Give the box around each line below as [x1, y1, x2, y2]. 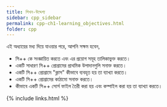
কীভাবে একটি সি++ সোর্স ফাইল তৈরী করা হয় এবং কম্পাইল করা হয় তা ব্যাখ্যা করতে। [15, 83, 163, 90]
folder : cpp [6, 26, 37, 32]
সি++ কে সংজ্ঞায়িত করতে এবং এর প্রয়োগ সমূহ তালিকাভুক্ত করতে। [15, 55, 130, 62]
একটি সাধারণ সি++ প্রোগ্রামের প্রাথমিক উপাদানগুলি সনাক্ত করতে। [15, 62, 127, 69]
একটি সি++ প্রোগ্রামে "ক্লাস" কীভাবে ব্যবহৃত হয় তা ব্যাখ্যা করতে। [15, 68, 128, 76]
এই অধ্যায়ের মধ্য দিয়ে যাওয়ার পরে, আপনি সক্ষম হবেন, [6, 43, 100, 50]
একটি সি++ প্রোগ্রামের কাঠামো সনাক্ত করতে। [15, 76, 94, 83]
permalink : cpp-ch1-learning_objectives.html [6, 20, 124, 26]
